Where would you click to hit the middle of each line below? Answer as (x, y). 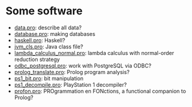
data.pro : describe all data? (48, 27)
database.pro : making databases (55, 33)
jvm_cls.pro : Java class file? (48, 47)
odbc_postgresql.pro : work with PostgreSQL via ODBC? (83, 65)
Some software (44, 11)
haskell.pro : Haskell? (39, 40)
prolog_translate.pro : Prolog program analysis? (72, 72)
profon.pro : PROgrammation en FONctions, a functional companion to (100, 91)
